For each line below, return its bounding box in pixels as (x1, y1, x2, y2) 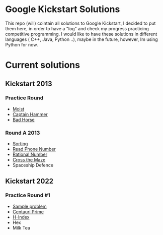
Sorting (12, 141, 28, 147)
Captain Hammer (12, 111, 48, 117)
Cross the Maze (12, 157, 46, 163)
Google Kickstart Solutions (5, 4, 120, 15)
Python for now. (5, 41, 38, 47)
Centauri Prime (12, 208, 44, 215)
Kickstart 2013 (5, 79, 52, 88)
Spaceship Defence (12, 162, 54, 168)
